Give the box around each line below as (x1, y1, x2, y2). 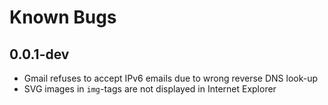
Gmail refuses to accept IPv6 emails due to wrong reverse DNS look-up (23, 72, 319, 84)
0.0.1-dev (9, 46, 70, 63)
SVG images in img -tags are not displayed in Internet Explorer (23, 83, 277, 95)
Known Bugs (9, 6, 117, 29)
